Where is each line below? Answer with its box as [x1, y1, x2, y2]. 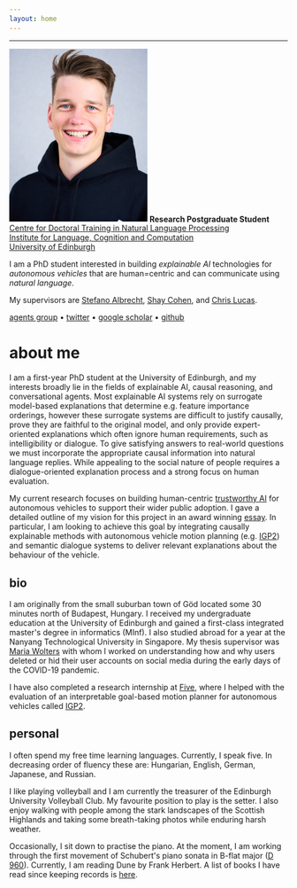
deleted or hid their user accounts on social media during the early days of [9, 655, 281, 666]
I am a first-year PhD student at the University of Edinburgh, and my [9, 372, 256, 383]
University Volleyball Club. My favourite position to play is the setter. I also [9, 795, 279, 806]
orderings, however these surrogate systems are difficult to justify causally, [9, 410, 284, 421]
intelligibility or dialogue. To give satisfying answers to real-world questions [9, 439, 285, 449]
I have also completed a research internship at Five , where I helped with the [9, 682, 285, 692]
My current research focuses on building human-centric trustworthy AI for [9, 493, 280, 504]
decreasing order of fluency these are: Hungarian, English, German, [9, 759, 256, 770]
